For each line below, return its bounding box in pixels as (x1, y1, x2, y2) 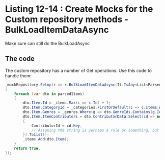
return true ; (14, 146, 41, 151)
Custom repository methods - (5, 14, 129, 25)
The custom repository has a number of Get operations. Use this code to (5, 68, 152, 73)
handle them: (5, 72, 32, 79)
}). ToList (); (23, 132, 50, 137)
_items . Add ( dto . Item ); (23, 137, 69, 142)
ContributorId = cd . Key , (31, 123, 82, 128)
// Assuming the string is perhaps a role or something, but (31, 128, 160, 133)
